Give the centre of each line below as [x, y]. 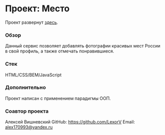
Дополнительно [25, 88]
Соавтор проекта [27, 111]
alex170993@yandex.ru [29, 127]
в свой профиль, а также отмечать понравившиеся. [60, 51]
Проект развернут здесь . [32, 22]
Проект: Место [37, 9]
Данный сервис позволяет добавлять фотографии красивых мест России [83, 46]
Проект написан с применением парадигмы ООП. [58, 98]
